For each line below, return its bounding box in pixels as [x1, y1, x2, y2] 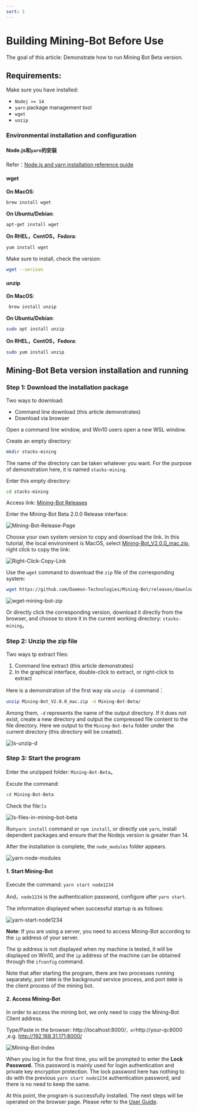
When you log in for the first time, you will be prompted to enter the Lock [6, 1056, 183, 1063]
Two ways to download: [6, 397, 64, 404]
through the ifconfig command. [6, 958, 84, 965]
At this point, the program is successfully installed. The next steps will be [6, 1092, 184, 1099]
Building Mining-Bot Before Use [6, 34, 164, 47]
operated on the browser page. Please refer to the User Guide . [6, 1099, 158, 1106]
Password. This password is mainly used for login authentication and [6, 1062, 174, 1069]
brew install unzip [8, 304, 57, 310]
